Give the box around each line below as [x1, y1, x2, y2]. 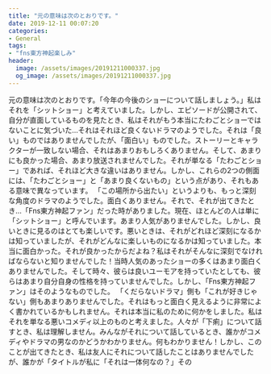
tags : [8, 42, 27, 50]
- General [8, 34, 42, 43]
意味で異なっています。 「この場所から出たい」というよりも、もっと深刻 [15, 185, 256, 195]
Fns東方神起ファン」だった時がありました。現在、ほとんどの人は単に [28, 206, 260, 215]
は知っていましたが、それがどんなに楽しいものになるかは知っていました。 [8, 235, 255, 246]
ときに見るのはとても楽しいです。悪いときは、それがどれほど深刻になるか [15, 226, 262, 235]
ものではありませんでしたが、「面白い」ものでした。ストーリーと [22, 135, 238, 145]
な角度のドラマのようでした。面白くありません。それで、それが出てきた [8, 195, 248, 206]
